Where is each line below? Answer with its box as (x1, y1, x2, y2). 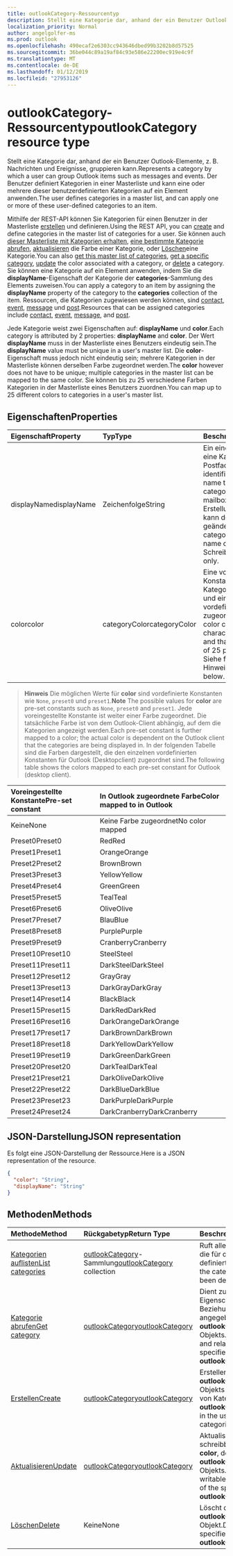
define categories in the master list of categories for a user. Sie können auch (7, 230, 226, 238)
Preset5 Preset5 (10, 893, 62, 902)
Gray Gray (99, 972, 131, 982)
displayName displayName (10, 499, 96, 509)
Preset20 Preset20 (10, 1062, 71, 1072)
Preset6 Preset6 (10, 904, 62, 913)
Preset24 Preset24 (10, 1107, 71, 1117)
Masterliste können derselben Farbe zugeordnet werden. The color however (7, 361, 224, 370)
